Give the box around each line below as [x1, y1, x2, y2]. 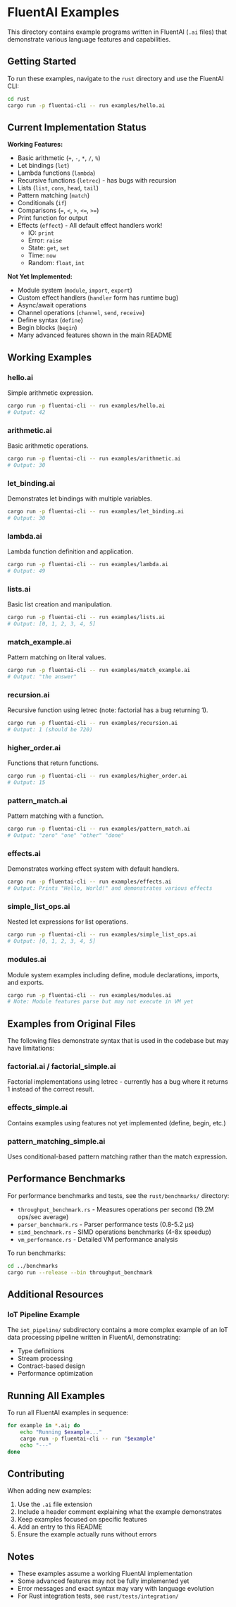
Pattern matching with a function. [7, 812, 104, 820]
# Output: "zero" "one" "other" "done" [7, 832, 125, 839]
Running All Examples [7, 1390, 106, 1402]
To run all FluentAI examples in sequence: [7, 1408, 129, 1417]
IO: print [27, 228, 54, 237]
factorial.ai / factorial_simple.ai [7, 1062, 116, 1071]
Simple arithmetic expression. [7, 389, 94, 397]
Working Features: [7, 140, 63, 149]
